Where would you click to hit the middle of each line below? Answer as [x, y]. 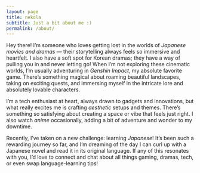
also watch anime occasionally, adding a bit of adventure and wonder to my [99, 121]
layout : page [22, 12]
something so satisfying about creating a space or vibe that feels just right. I [100, 114]
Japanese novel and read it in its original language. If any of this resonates [98, 151]
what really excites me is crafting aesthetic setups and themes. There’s [93, 107]
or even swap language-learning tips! [52, 163]
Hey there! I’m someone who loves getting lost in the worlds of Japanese [96, 45]
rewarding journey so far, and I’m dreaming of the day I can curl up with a [96, 144]
